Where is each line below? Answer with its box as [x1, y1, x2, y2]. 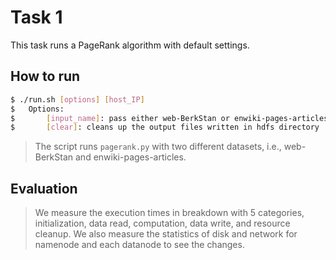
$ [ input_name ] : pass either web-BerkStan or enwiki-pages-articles [10, 113, 329, 123]
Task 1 [10, 6, 63, 29]
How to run [10, 68, 81, 85]
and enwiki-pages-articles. [74, 151, 187, 163]
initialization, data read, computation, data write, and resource [34, 217, 291, 230]
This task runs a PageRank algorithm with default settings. [10, 39, 250, 51]
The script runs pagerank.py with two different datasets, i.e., [34, 141, 282, 153]
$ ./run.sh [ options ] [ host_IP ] [10, 94, 145, 105]
